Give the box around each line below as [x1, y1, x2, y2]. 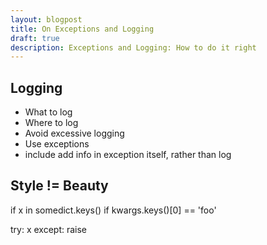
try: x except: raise [10, 223, 88, 235]
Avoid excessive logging [24, 127, 125, 140]
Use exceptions [24, 138, 90, 150]
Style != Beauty [10, 177, 109, 195]
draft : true [10, 33, 60, 43]
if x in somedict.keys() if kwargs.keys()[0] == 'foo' [10, 204, 217, 216]
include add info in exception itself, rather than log [24, 149, 232, 161]
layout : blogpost [10, 14, 83, 25]
